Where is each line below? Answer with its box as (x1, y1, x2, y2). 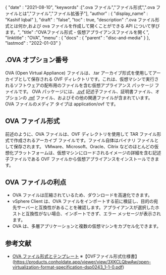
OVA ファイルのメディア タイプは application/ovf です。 (5, 101, 118, 107)
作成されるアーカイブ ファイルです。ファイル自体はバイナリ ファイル (13, 137, 155, 143)
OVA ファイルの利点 (5, 178, 67, 186)
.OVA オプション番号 (5, 56, 68, 64)
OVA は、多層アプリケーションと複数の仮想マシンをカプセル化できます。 (12, 223, 161, 229)
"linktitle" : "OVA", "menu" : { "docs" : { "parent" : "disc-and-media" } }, (5, 35, 150, 41)
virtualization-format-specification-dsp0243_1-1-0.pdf (12, 264, 123, 270)
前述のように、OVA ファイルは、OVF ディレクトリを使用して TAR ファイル (5, 131, 157, 137)
